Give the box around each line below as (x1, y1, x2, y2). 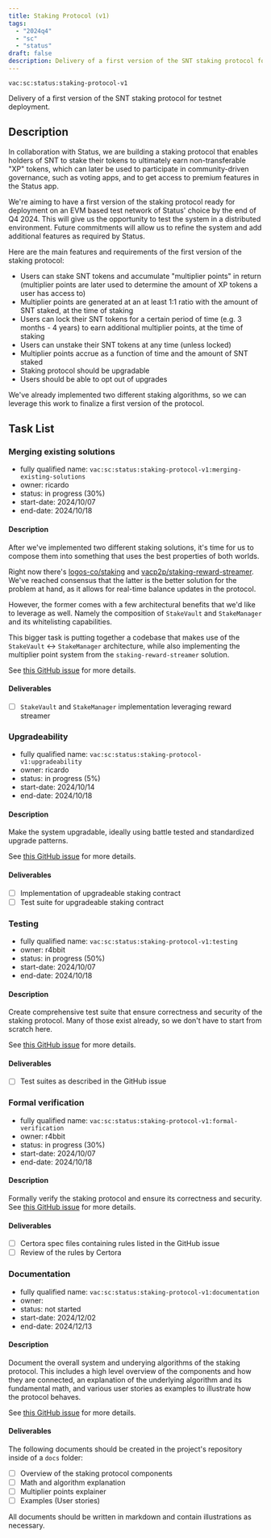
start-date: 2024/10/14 (19, 782, 95, 792)
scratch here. (8, 1025, 52, 1034)
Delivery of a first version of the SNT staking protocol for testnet (8, 93, 222, 103)
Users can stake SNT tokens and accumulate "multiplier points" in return (19, 271, 262, 281)
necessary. (8, 1521, 46, 1531)
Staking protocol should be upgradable (19, 365, 150, 375)
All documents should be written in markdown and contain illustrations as (8, 1512, 252, 1522)
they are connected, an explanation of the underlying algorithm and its (8, 1375, 242, 1384)
